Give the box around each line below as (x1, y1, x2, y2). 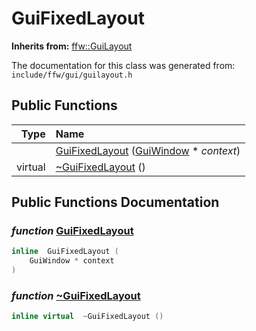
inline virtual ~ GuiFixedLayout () (11, 312, 164, 322)
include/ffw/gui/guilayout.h (11, 70, 133, 80)
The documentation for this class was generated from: (11, 59, 236, 71)
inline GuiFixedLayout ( (11, 247, 119, 257)
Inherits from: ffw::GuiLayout (11, 40, 133, 52)
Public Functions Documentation (11, 194, 220, 211)
